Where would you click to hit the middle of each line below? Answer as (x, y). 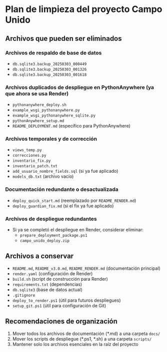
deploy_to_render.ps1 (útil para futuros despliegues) (66, 300)
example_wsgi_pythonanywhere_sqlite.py (54, 116)
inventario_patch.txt (35, 166)
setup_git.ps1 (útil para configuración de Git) (59, 305)
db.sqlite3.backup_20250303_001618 (49, 75)
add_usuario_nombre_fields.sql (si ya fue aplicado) (65, 171)
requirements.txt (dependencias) (47, 284)
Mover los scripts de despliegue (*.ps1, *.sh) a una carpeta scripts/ (82, 339)
